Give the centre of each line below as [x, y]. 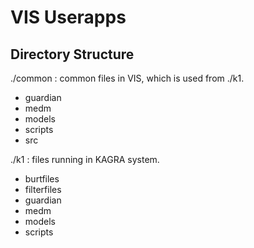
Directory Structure [72, 54]
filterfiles [43, 189]
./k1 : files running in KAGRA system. [85, 159]
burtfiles [42, 179]
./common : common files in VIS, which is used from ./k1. [127, 78]
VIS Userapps [68, 17]
